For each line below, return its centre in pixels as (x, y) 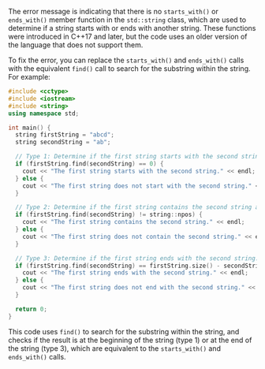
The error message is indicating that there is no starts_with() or (113, 11)
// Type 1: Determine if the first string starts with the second (127, 157)
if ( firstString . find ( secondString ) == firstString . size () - (118, 266)
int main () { (30, 128)
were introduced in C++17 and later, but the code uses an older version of (128, 36)
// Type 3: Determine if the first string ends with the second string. (137, 258)
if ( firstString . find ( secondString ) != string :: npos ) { (109, 215)
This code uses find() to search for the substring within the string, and (124, 331)
